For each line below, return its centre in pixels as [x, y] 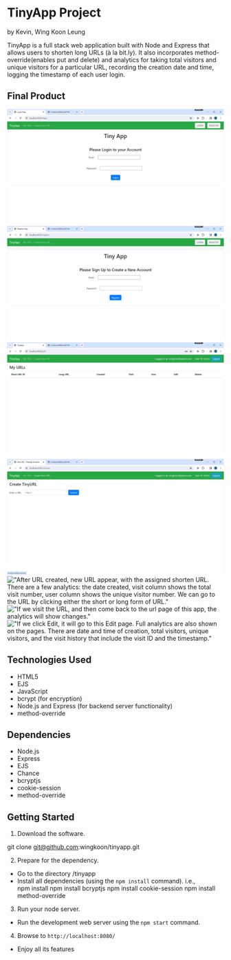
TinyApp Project [54, 13]
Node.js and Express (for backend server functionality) [95, 706]
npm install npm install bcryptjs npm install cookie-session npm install [116, 888]
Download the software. [51, 834]
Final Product [36, 96]
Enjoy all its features [45, 949]
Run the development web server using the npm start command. [109, 923]
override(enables [31, 59]
